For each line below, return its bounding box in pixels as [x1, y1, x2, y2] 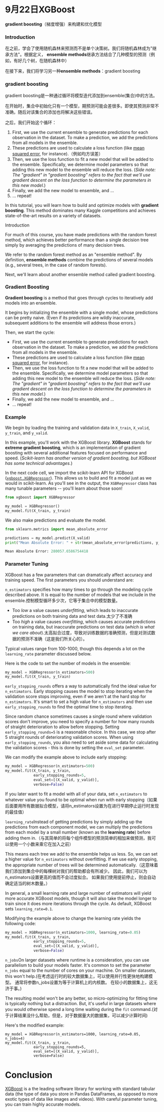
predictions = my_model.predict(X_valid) [5, 535, 91, 540]
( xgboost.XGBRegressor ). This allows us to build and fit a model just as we [5, 475, 152, 481]
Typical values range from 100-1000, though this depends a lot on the [5, 645, 145, 652]
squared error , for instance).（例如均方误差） [12, 151, 103, 156]
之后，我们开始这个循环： [5, 119, 57, 125]
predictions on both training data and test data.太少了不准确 [12, 613, 133, 619]
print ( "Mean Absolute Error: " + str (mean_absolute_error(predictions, [5, 540, 154, 545]
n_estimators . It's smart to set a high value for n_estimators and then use [5, 699, 152, 705]
